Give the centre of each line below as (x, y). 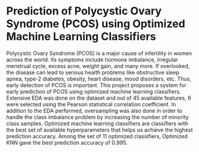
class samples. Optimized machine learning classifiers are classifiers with (97, 123)
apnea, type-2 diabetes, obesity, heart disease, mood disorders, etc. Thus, (99, 79)
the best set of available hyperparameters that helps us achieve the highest (100, 130)
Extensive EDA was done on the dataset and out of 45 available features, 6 (99, 98)
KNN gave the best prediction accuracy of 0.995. (67, 142)
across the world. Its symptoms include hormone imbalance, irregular (92, 59)
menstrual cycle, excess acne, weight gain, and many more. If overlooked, (98, 66)
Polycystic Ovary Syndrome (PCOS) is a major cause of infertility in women (99, 53)
